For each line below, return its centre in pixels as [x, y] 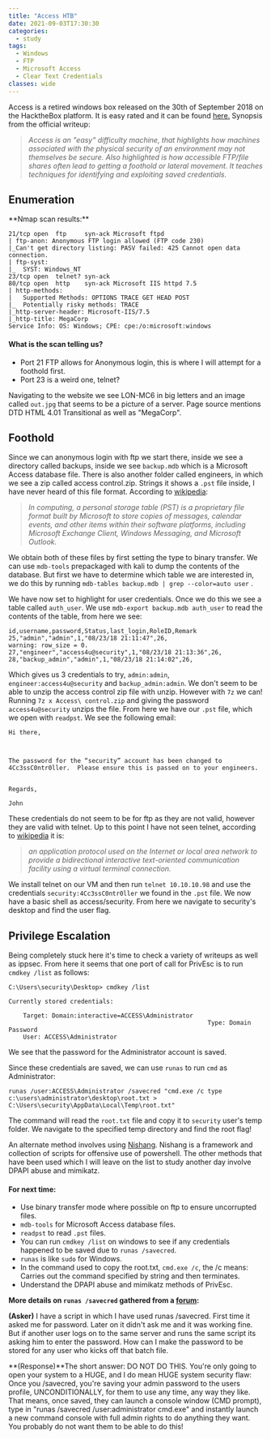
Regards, [23, 790]
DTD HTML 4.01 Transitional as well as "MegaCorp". [95, 412]
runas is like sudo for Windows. [71, 1259]
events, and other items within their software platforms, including [137, 525]
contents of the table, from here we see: [75, 616]
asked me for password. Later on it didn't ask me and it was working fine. [131, 1325]
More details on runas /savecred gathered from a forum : [104, 1300]
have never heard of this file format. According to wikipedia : [108, 492]
